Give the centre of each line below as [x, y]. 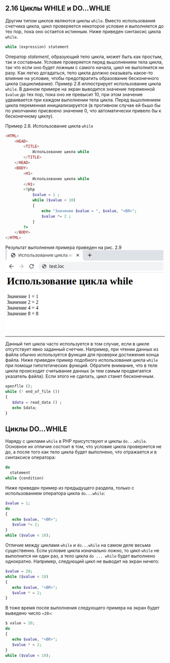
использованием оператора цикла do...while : [55, 493]
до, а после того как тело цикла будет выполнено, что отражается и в [81, 452]
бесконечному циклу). [30, 116]
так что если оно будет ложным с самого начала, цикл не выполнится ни [84, 67]
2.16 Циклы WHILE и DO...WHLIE [58, 8]
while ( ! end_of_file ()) [32, 392]
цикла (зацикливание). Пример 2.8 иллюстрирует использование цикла [83, 83]
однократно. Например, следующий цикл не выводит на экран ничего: [82, 561]
